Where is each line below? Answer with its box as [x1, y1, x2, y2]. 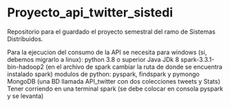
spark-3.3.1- [180, 55, 215, 63]
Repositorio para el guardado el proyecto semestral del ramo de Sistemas [7, 27, 216, 36]
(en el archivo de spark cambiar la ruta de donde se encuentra [45, 62, 222, 71]
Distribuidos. [7, 34, 43, 43]
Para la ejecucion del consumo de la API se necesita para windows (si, [7, 48, 207, 56]
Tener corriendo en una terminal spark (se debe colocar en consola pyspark [7, 84, 224, 93]
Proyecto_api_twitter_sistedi [7, 5, 174, 21]
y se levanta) [7, 91, 44, 100]
